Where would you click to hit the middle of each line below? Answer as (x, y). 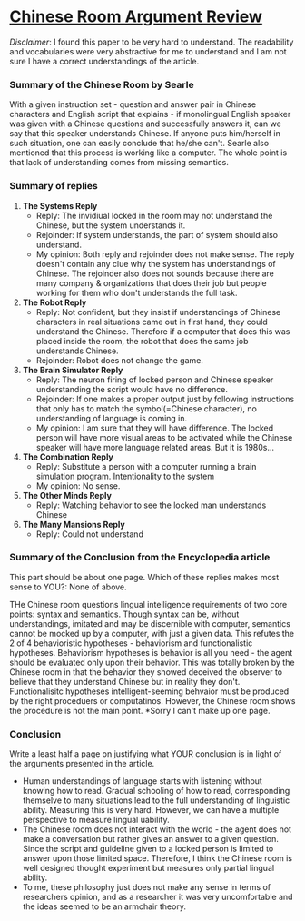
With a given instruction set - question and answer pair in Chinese (133, 104)
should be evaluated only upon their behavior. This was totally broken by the (152, 662)
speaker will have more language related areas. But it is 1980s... (155, 447)
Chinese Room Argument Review (136, 17)
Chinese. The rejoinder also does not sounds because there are (155, 273)
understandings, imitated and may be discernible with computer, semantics (150, 623)
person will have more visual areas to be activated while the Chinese (164, 437)
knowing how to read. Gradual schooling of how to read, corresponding (156, 791)
